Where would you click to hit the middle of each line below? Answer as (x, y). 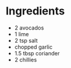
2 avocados (29, 28)
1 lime (22, 34)
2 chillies (25, 60)
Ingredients (35, 11)
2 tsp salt (26, 40)
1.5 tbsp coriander (37, 53)
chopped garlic (33, 47)
